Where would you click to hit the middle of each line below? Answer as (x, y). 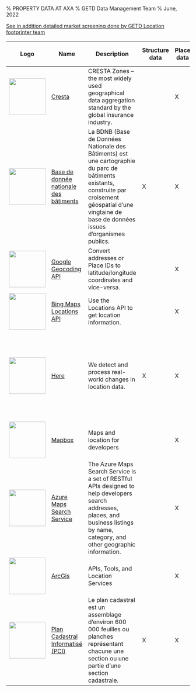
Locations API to (110, 308)
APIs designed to (111, 486)
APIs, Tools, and (110, 568)
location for (104, 440)
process (99, 372)
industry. (100, 122)
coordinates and (110, 280)
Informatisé (67, 644)
